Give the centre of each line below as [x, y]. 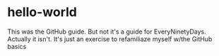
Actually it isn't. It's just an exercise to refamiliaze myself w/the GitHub [110, 38]
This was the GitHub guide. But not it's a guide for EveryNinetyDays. [107, 31]
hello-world [42, 12]
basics [17, 46]
